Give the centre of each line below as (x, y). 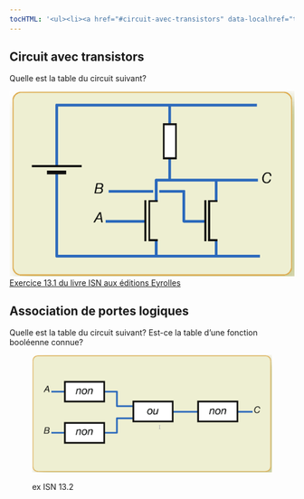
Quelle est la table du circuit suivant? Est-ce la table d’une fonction (133, 333)
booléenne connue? (47, 343)
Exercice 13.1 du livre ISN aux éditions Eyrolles (95, 282)
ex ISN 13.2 (53, 487)
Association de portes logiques (100, 311)
